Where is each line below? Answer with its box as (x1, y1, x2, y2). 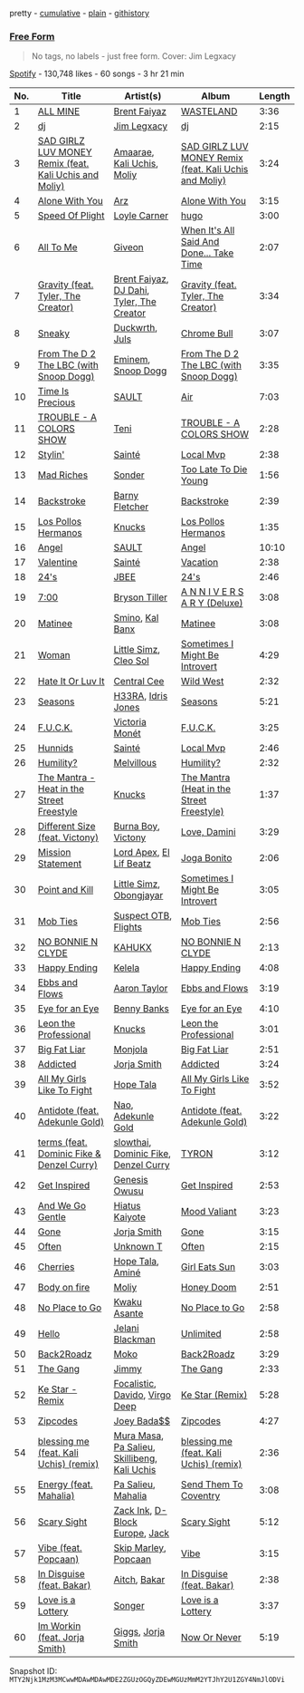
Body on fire (37, 1282, 90, 1294)
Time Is (37, 385, 70, 398)
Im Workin (37, 1620, 81, 1632)
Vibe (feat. (37, 1542, 83, 1554)
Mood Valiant (180, 1205, 237, 1218)
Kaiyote (113, 1211, 147, 1224)
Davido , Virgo (113, 1388, 172, 1401)
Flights (113, 921, 143, 934)
